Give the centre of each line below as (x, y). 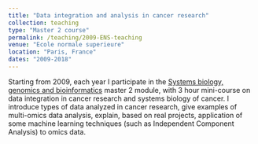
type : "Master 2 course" (49, 30)
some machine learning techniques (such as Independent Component (121, 124)
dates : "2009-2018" (40, 60)
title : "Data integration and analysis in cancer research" (109, 15)
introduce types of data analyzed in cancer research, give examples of (123, 106)
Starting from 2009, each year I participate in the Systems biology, (116, 81)
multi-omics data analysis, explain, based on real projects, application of (125, 115)
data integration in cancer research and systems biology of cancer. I (119, 98)
